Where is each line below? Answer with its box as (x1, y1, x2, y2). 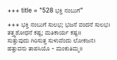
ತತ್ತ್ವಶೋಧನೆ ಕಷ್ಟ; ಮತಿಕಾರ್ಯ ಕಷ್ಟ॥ (7, 28, 82, 36)
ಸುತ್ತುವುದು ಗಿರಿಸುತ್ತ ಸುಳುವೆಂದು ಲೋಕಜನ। (7, 36, 96, 44)
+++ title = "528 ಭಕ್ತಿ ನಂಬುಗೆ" (7, 6, 83, 14)
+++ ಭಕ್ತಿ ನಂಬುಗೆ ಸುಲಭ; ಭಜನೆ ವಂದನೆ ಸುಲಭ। (7, 20, 111, 28)
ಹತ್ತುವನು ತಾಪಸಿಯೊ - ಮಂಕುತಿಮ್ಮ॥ (7, 44, 83, 52)
